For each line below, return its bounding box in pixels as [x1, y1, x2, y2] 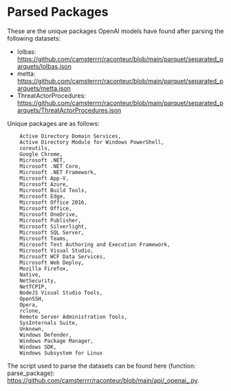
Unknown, [19, 325, 45, 332]
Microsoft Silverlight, [19, 223, 88, 230]
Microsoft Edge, [19, 193, 67, 200]
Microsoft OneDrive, [19, 211, 78, 218]
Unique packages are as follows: [7, 119, 100, 127]
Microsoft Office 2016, [19, 199, 88, 206]
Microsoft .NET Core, [19, 162, 81, 169]
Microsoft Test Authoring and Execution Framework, [19, 241, 170, 248]
